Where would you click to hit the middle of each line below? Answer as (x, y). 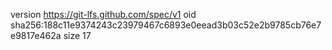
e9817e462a (36, 35)
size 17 (77, 35)
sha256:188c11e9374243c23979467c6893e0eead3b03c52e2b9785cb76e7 (166, 25)
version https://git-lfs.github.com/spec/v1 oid (103, 14)
